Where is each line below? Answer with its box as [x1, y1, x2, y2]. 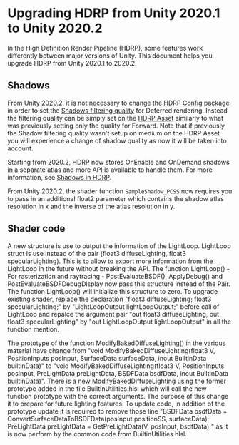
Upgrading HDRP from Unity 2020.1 [7, 5, 220, 21]
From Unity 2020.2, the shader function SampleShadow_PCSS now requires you [7, 187, 233, 195]
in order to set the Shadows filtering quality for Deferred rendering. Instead [7, 106, 228, 115]
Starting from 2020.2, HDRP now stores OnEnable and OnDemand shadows [7, 158, 230, 166]
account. [7, 144, 34, 153]
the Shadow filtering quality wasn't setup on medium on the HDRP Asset [7, 128, 220, 137]
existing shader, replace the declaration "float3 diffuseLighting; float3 [7, 295, 212, 303]
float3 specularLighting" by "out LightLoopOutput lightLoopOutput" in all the [7, 317, 232, 326]
